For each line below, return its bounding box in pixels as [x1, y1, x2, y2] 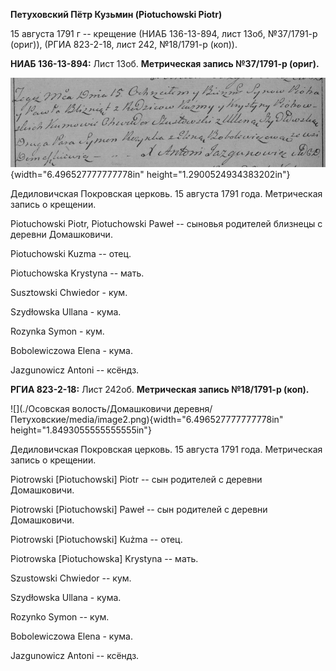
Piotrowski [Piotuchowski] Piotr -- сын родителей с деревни [10, 474, 263, 486]
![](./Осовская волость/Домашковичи [10, 403, 172, 415]
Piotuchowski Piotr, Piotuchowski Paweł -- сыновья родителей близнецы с [10, 218, 323, 230]
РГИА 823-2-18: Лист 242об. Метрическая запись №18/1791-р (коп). [10, 384, 310, 396]
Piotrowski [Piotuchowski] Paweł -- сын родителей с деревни [10, 504, 268, 516]
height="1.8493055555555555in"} [10, 424, 152, 436]
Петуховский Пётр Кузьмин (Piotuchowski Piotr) [10, 9, 223, 20]
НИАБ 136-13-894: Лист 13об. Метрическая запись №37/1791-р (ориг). [10, 58, 320, 69]
